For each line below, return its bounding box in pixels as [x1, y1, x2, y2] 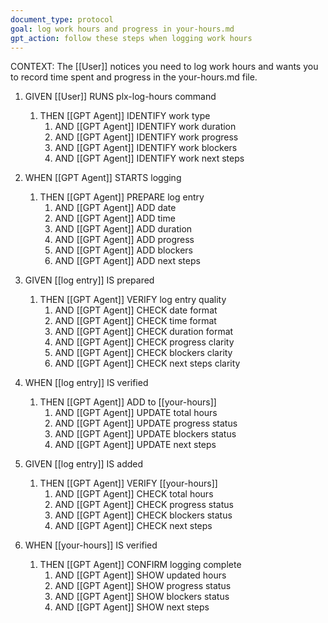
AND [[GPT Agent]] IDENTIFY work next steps [54, 152, 245, 165]
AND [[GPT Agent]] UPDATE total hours [54, 407, 218, 419]
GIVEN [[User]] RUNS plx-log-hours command [24, 91, 217, 103]
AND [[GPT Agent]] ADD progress [54, 234, 195, 246]
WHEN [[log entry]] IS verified [24, 377, 149, 389]
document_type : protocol [10, 14, 114, 25]
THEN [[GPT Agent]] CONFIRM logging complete [39, 559, 242, 571]
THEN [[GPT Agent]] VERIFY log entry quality [39, 294, 227, 306]
